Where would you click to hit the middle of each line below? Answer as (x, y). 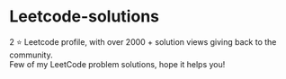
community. (31, 55)
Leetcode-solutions (85, 17)
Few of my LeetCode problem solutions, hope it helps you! (117, 64)
